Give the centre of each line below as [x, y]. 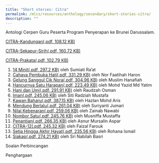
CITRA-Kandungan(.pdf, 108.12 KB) [40, 42]
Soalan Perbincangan [27, 146]
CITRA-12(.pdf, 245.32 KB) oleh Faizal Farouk [58, 126]
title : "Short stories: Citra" [37, 9]
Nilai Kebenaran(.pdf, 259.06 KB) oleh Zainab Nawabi [66, 111]
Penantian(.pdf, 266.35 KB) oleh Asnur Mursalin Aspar [66, 121]
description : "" [22, 18]
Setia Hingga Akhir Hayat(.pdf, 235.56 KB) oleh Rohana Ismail [74, 132]
